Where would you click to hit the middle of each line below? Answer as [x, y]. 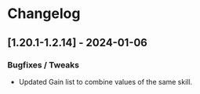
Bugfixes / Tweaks [44, 65]
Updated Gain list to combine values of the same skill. [105, 81]
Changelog [44, 14]
